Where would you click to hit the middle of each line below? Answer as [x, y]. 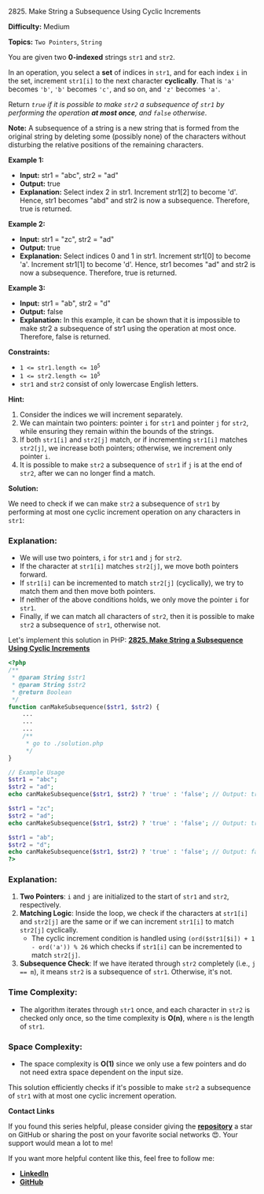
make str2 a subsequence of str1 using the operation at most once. [128, 328]
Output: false [41, 311]
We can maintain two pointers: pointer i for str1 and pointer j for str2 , [134, 423]
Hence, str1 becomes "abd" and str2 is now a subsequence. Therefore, [134, 200]
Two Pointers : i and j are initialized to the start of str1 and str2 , [124, 896]
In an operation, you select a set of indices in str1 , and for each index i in [128, 72]
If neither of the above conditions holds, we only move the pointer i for [134, 600]
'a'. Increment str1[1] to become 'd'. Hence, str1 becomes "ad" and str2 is [137, 264]
